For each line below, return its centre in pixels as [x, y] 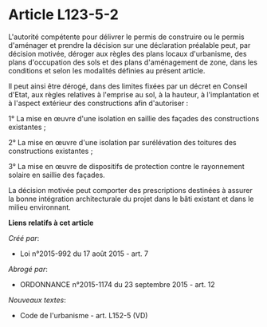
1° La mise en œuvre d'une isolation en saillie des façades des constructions [134, 118]
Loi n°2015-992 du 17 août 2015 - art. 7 [84, 254]
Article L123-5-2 [64, 15]
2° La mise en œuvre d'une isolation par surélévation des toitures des [122, 142]
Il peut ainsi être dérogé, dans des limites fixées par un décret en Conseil [128, 86]
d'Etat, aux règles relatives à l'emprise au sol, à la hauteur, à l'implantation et [134, 94]
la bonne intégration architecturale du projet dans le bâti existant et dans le [131, 199]
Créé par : [24, 238]
